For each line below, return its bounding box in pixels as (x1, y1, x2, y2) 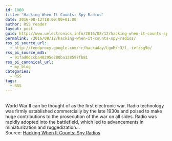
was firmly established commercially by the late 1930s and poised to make (5, 108, 162, 114)
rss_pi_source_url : (5, 41, 47, 46)
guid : (5, 31, 17, 36)
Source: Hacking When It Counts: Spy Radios (5, 129, 101, 135)
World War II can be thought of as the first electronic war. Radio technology (5, 102, 164, 108)
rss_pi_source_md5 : (5, 50, 47, 55)
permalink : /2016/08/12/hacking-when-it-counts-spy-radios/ (5, 36, 137, 41)
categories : (5, 69, 31, 74)
